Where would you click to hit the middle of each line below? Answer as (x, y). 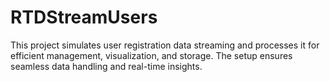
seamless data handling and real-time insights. (106, 66)
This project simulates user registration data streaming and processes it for (165, 45)
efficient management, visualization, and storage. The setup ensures (151, 55)
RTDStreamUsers (84, 17)
